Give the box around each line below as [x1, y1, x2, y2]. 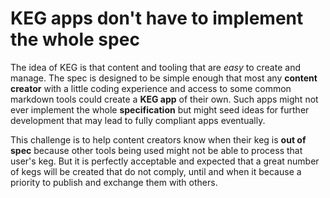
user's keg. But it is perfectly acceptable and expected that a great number [10, 155, 320, 167]
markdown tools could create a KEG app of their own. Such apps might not [10, 93, 319, 105]
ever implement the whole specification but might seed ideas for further [10, 103, 310, 116]
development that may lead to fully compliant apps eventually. [10, 114, 266, 126]
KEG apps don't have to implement [10, 7, 304, 30]
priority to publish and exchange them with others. [10, 176, 218, 188]
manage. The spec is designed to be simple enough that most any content [10, 72, 318, 84]
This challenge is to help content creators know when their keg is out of [10, 133, 307, 146]
